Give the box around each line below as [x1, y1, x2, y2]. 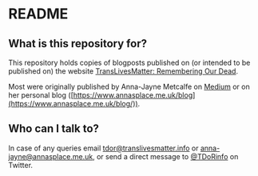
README [8, 5, 69, 23]
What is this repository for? [8, 37, 148, 50]
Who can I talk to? [8, 122, 100, 136]
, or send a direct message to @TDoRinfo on [92, 151, 239, 161]
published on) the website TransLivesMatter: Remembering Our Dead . [8, 66, 238, 76]
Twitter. [8, 160, 34, 170]
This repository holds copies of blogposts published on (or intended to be [8, 58, 251, 67]
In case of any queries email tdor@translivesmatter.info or [8, 143, 199, 153]
